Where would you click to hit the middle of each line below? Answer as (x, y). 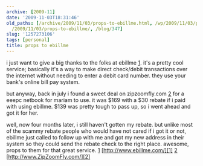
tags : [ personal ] (28, 40)
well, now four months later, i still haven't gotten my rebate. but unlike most (100, 124)
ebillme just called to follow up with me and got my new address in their (95, 137)
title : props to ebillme (37, 46)
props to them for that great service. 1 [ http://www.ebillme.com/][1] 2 (92, 150)
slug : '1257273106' (31, 34)
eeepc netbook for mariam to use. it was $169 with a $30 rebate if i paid (96, 100)
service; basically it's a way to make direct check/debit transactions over (97, 69)
